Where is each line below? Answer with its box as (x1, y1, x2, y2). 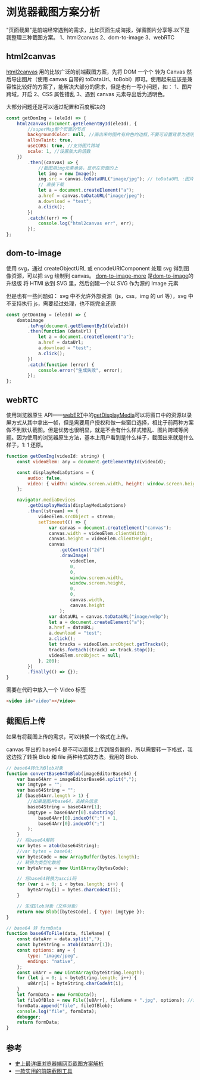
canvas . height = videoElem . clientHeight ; (48, 536, 153, 542)
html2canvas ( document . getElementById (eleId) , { (17, 121, 137, 127)
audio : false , (27, 475, 62, 481)
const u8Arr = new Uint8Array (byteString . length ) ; (17, 970, 145, 976)
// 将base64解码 (17, 837, 55, 844)
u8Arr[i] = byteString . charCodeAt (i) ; (27, 980, 124, 987)
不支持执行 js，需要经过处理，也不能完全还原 (6, 300, 116, 307)
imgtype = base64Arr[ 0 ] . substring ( (27, 810, 116, 816)
